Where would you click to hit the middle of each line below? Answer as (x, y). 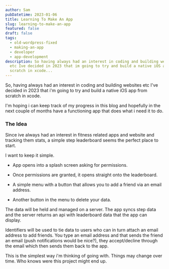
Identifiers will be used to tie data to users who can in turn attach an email (82, 230)
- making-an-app (27, 47)
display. (13, 220)
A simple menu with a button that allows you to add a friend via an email (87, 185)
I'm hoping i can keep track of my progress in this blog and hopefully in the (83, 106)
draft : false (19, 33)
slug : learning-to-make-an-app (38, 24)
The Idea (16, 124)
